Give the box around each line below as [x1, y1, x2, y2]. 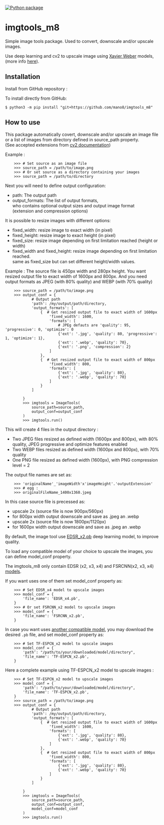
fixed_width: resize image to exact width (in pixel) [12, 227, 113, 233]
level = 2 [12, 462, 30, 468]
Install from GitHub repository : [5, 85, 68, 91]
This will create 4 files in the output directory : [5, 426, 98, 432]
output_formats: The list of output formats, [12, 197, 98, 203]
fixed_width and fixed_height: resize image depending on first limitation [12, 248, 157, 254]
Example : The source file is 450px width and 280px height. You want [5, 268, 146, 274]
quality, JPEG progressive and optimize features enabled [12, 441, 128, 447]
